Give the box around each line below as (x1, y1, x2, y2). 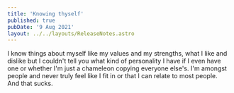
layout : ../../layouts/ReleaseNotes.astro (7, 30, 135, 37)
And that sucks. (7, 79, 53, 88)
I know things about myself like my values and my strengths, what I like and (7, 49, 228, 58)
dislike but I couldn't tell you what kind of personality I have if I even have (7, 57, 221, 66)
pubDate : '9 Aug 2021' (7, 23, 74, 30)
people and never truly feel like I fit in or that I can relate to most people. (7, 72, 218, 80)
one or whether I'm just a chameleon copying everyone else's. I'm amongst (7, 64, 227, 73)
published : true (7, 17, 55, 24)
